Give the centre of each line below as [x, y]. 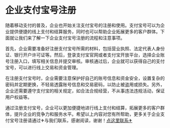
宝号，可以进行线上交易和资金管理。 [43, 67]
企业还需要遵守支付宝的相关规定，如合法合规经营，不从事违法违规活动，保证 [85, 91]
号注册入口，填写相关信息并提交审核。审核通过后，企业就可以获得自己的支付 [85, 61]
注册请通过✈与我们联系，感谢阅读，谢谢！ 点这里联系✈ [75, 120]
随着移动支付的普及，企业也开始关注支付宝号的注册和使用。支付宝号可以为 [83, 25]
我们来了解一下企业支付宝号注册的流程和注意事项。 [72, 38]
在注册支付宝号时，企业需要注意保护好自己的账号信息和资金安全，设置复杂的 [85, 78]
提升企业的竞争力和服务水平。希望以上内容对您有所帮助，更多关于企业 [87, 114]
